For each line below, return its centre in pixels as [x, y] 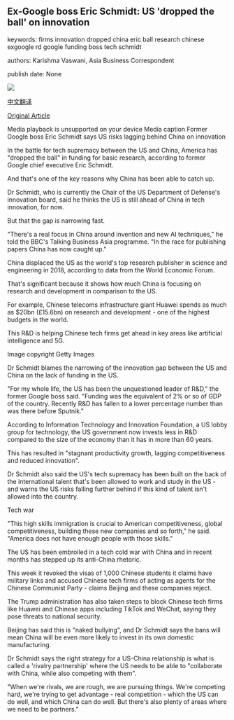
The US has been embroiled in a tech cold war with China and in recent [110, 552]
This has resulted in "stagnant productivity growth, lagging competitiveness [116, 453]
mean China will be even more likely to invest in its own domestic [101, 637]
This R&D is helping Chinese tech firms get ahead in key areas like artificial [115, 333]
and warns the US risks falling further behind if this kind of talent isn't [107, 489]
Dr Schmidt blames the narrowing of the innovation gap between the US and [117, 368]
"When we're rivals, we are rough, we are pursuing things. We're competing [116, 686]
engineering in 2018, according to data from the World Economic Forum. [111, 270]
